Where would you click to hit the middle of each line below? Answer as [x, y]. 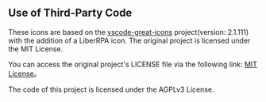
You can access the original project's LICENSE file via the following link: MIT [133, 64]
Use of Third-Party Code [70, 13]
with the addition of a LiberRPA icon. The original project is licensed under [129, 40]
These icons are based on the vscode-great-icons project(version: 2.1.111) [129, 32]
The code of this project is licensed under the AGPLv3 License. [111, 89]
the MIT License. [36, 49]
